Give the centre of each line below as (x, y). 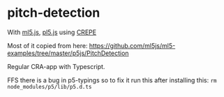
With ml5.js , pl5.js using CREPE (52, 32)
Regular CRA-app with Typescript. (56, 66)
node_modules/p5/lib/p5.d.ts (50, 87)
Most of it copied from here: (47, 45)
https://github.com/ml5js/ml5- (132, 45)
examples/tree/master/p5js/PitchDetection (68, 53)
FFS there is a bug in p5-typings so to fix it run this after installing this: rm (112, 80)
